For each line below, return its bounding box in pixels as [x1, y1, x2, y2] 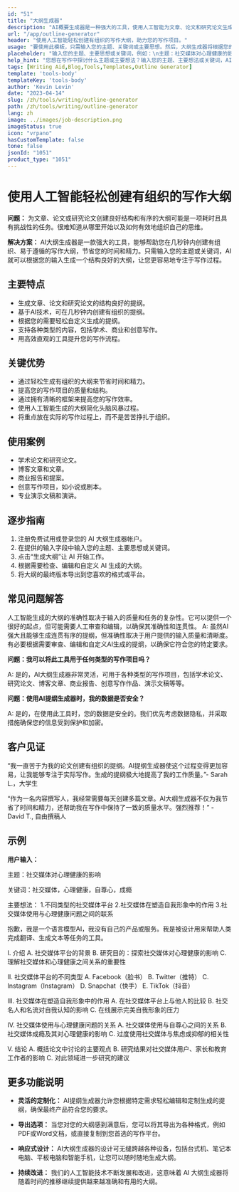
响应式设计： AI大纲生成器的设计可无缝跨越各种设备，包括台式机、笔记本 [17, 1144, 232, 1153]
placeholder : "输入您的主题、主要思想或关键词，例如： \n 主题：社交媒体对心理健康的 [7, 51, 228, 58]
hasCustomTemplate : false [7, 136, 84, 143]
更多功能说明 [7, 1076, 64, 1088]
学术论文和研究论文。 [17, 456, 80, 465]
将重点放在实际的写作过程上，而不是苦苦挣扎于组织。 [17, 413, 174, 421]
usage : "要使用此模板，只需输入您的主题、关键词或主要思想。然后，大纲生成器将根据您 [7, 43, 229, 51]
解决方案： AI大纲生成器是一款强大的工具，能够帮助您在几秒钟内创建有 [7, 238, 215, 246]
